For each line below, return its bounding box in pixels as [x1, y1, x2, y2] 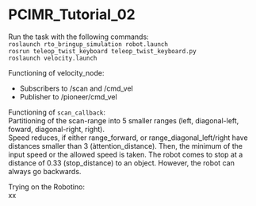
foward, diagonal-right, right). [8, 124, 105, 134]
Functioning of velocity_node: [8, 68, 105, 77]
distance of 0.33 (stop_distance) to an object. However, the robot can [8, 157, 235, 168]
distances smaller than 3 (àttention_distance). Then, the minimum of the [8, 141, 243, 150]
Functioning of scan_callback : [8, 107, 105, 117]
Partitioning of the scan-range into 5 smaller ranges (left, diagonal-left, [8, 115, 239, 125]
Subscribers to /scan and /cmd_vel [19, 84, 133, 93]
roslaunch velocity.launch [8, 54, 97, 62]
